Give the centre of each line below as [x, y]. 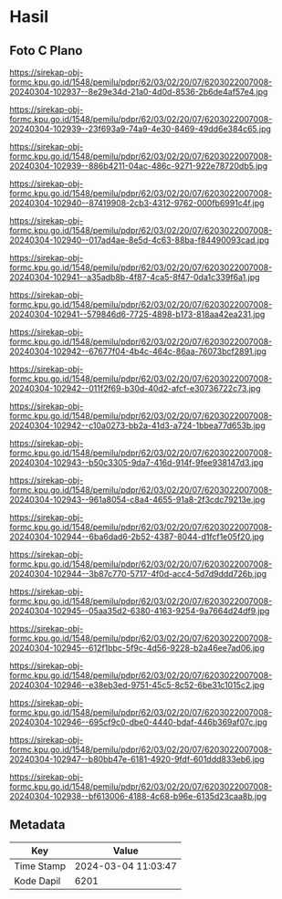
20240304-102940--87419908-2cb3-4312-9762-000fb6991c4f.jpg [137, 203]
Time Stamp [40, 866]
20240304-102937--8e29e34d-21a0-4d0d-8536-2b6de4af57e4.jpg [139, 92]
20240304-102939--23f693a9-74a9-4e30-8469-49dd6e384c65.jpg [141, 129]
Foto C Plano [46, 51]
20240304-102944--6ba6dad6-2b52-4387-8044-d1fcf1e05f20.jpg [137, 537]
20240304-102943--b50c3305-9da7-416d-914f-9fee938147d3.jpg [136, 462]
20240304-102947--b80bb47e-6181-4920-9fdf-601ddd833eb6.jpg [137, 759]
